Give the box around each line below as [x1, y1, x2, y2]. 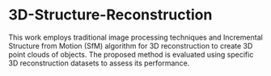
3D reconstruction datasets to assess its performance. [8, 58, 190, 68]
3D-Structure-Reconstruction [8, 6, 213, 24]
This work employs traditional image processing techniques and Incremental [8, 32, 263, 42]
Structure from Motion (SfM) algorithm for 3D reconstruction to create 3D [8, 40, 253, 50]
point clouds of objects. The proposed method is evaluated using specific [8, 49, 254, 59]
